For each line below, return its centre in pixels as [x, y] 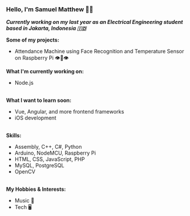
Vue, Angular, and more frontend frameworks [69, 112]
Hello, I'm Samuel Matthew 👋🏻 [50, 9]
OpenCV [25, 172]
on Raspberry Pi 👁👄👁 [42, 58]
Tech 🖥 [23, 207]
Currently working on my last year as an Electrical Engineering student [95, 22]
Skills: [14, 136]
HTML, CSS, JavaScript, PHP [50, 159]
